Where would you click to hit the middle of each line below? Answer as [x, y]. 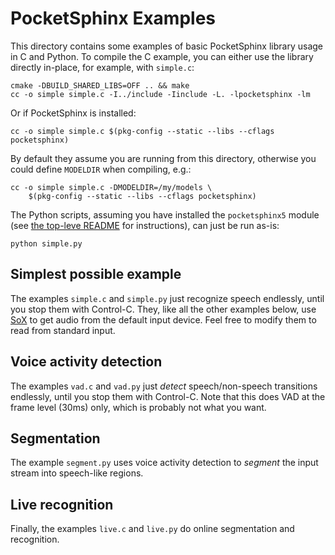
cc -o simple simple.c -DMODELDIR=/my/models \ [111, 187]
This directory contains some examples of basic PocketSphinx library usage [167, 46]
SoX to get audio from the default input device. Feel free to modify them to [163, 319]
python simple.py [46, 243]
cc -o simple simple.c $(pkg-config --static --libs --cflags [142, 131]
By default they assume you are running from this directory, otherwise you [163, 158]
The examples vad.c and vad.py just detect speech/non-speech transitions [164, 386]
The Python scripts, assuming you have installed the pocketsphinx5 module [165, 214]
